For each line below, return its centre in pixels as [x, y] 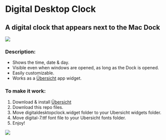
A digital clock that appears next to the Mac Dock [83, 27]
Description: [20, 51]
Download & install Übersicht [42, 102]
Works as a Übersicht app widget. [47, 78]
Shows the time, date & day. [41, 62]
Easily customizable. [33, 73]
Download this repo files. [38, 107]
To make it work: [26, 91]
